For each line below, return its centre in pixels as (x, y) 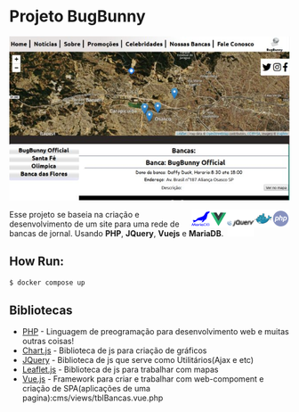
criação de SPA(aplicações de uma (86, 389)
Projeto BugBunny (77, 16)
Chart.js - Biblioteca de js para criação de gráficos (114, 350)
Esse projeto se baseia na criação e (74, 214)
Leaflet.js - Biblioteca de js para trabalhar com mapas (120, 370)
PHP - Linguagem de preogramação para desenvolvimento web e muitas (155, 332)
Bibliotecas (41, 310)
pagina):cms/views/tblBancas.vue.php (93, 398)
